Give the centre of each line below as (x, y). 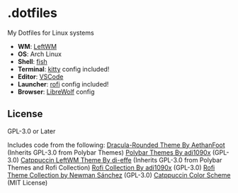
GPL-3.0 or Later (32, 131)
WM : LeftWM (37, 46)
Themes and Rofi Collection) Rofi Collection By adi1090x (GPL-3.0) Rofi (111, 167)
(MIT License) (28, 182)
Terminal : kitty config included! (63, 69)
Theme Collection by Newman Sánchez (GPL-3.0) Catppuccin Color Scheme (119, 175)
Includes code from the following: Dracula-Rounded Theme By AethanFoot (116, 145)
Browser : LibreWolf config (56, 92)
